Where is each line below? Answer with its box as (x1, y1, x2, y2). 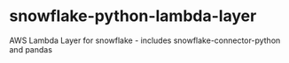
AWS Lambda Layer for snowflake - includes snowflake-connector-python (9, 35, 281, 45)
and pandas (9, 44, 53, 54)
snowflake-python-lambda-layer (9, 6, 257, 26)
